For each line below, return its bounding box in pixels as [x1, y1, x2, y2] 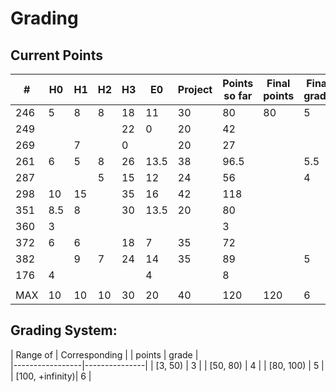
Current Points [10, 47, 103, 64]
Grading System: [10, 322, 118, 339]
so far [223, 89, 253, 102]
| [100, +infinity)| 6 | [10, 370, 92, 382]
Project [177, 83, 213, 96]
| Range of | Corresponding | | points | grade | [10, 348, 199, 361]
